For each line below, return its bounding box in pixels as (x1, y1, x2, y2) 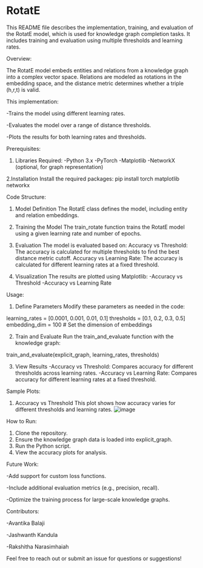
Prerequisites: (6, 145, 41, 152)
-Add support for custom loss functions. (6, 472, 107, 479)
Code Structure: (6, 193, 47, 201)
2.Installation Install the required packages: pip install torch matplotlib (6, 175, 180, 182)
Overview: (6, 55, 32, 62)
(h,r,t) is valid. (6, 86, 41, 93)
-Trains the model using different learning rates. (6, 109, 125, 117)
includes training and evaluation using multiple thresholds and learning (6, 36, 183, 44)
